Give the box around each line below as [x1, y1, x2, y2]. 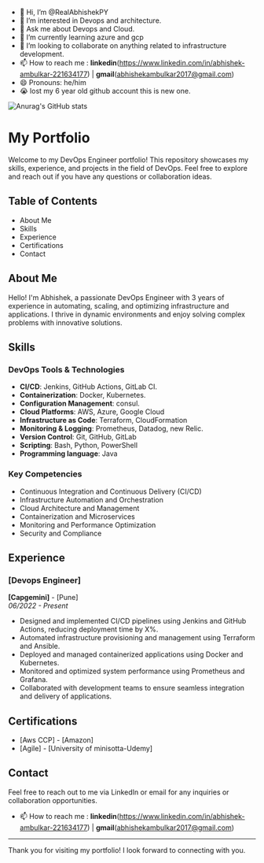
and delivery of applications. [19, 691, 112, 701]
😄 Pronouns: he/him [19, 78, 86, 87]
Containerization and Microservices [19, 512, 135, 521]
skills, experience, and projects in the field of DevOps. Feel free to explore [8, 163, 248, 172]
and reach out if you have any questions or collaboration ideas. [8, 172, 212, 181]
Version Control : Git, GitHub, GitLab [19, 432, 137, 442]
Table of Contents [8, 194, 98, 208]
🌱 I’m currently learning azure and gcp [19, 32, 144, 42]
